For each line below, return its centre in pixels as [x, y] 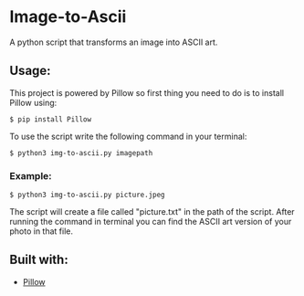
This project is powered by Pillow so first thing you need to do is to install [147, 92]
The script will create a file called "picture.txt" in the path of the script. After [152, 212]
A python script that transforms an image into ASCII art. [114, 42]
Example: [31, 175]
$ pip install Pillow [51, 119]
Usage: [31, 71]
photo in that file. [42, 231]
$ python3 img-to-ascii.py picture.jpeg [88, 195]
